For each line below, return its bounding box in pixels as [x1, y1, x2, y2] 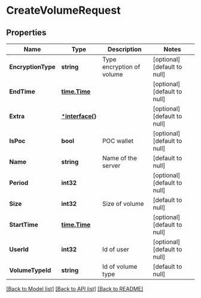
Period [9, 179, 29, 187]
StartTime [9, 221, 38, 229]
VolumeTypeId [9, 266, 51, 274]
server [102, 162, 121, 169]
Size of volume [102, 200, 145, 208]
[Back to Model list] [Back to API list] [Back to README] [6, 285, 144, 292]
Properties [6, 28, 47, 38]
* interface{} [61, 112, 97, 120]
